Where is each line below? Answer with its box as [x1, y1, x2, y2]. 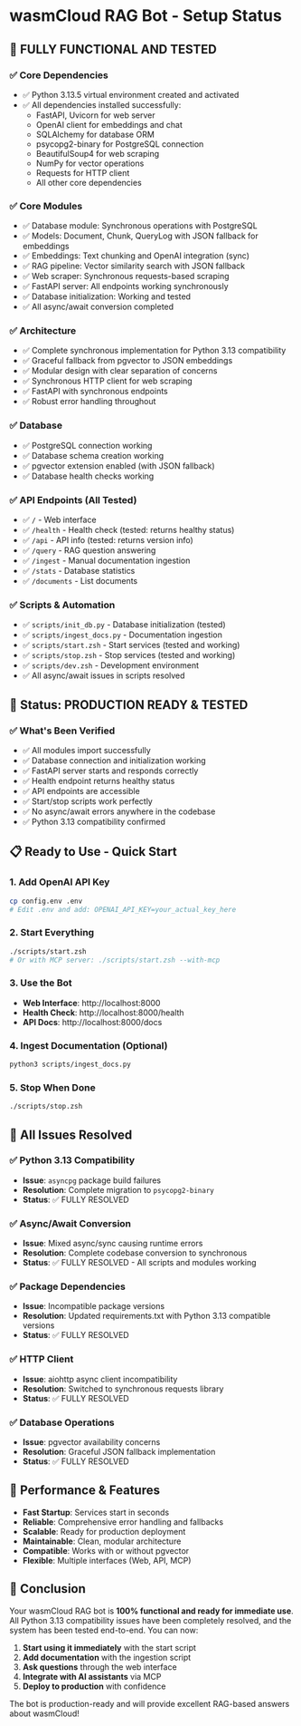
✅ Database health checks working [22, 470, 155, 481]
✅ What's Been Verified [9, 724, 116, 737]
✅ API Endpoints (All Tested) [9, 493, 137, 506]
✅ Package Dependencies [9, 1280, 127, 1293]
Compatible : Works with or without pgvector [22, 1545, 190, 1556]
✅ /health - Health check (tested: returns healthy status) [22, 525, 235, 536]
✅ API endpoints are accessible [22, 786, 140, 797]
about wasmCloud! [9, 1708, 80, 1719]
